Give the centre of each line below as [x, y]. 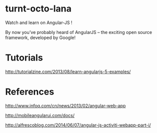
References [30, 92]
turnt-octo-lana [38, 9]
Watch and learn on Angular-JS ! [39, 22]
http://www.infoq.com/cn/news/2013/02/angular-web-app [65, 105]
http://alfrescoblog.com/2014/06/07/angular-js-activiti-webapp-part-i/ [78, 125]
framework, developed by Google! [40, 37]
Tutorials [24, 58]
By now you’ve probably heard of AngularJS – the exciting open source [78, 32]
